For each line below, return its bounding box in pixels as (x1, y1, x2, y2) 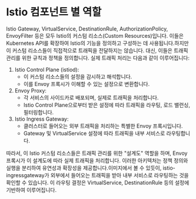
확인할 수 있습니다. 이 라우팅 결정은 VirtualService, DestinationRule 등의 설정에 (6, 179, 190, 186)
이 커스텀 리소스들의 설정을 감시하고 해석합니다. (23, 73, 132, 80)
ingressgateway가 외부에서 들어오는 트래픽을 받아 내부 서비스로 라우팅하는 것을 (6, 171, 190, 178)
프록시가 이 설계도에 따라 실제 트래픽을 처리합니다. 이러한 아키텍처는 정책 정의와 (6, 157, 188, 164)
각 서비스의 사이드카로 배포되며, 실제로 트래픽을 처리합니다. (23, 94, 159, 101)
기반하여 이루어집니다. (6, 186, 57, 193)
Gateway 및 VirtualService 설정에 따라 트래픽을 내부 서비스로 (23, 130, 165, 137)
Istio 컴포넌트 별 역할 (6, 5, 102, 19)
